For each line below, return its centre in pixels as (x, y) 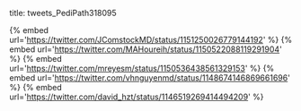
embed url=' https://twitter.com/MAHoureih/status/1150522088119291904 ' (146, 49)
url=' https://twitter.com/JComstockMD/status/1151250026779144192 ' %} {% (151, 40)
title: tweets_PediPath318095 (63, 13)
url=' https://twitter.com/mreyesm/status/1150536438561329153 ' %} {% (142, 68)
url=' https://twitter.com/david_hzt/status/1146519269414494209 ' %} (137, 97)
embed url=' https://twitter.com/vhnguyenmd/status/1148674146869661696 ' (150, 78)
